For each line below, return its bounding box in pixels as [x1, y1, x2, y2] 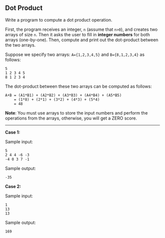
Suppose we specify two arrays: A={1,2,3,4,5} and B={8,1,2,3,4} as [5, 51, 145, 57]
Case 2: [5, 183, 21, 189]
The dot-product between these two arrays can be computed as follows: [5, 83, 152, 89]
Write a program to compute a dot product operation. [5, 17, 112, 23]
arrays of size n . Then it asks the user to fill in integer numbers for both [5, 31, 150, 37]
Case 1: [5, 129, 21, 135]
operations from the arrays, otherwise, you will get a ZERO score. [5, 115, 137, 121]
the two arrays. [5, 42, 36, 48]
